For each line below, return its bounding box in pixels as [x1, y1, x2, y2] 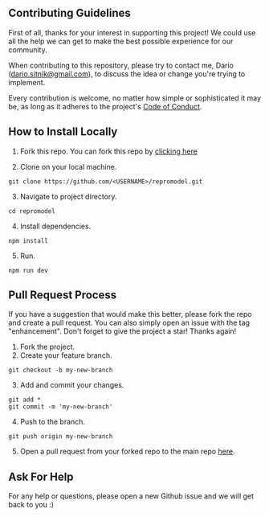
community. [8, 44, 47, 55]
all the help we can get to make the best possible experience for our [8, 36, 234, 46]
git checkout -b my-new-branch [8, 366, 113, 375]
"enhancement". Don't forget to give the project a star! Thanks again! [8, 326, 237, 336]
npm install [8, 236, 48, 244]
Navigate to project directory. [19, 191, 117, 201]
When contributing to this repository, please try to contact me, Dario [8, 60, 234, 70]
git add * [8, 396, 42, 404]
